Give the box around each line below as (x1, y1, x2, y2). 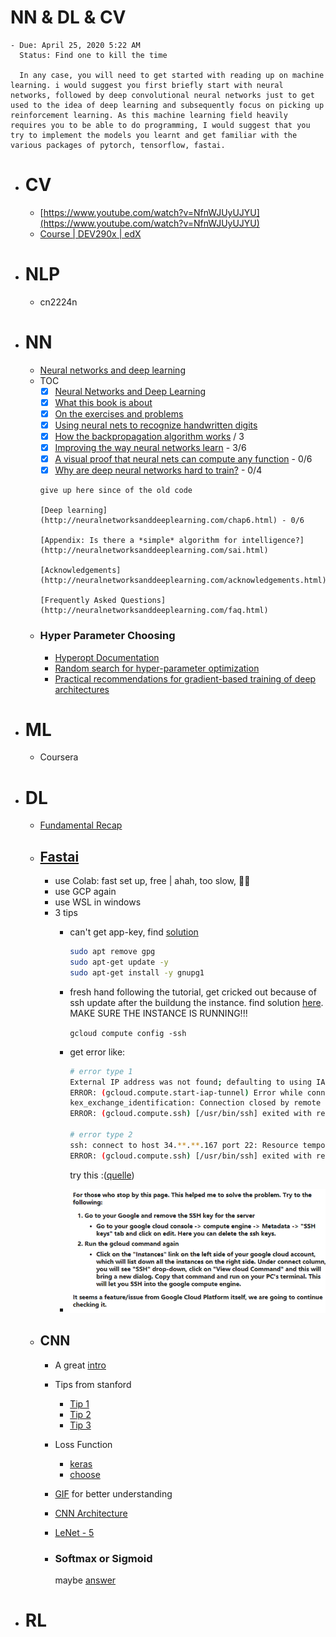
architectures (54, 683, 110, 695)
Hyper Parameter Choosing (39, 629, 176, 643)
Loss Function (54, 1438, 113, 1450)
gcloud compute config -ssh (69, 1028, 187, 1038)
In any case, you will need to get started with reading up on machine (19, 70, 325, 80)
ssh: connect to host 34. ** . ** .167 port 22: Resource (69, 1140, 299, 1150)
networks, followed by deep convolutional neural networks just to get (10, 90, 315, 100)
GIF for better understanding (54, 1487, 173, 1500)
